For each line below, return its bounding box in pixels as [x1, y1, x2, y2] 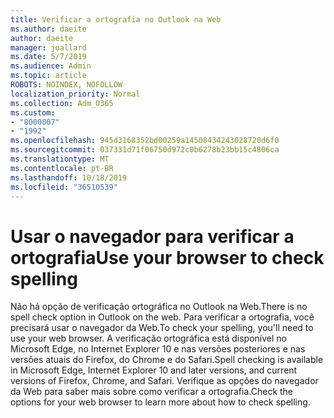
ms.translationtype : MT [10, 154, 110, 164]
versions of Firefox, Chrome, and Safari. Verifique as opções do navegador [10, 375, 319, 387]
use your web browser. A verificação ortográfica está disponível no [10, 332, 287, 345]
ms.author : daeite [10, 24, 87, 34]
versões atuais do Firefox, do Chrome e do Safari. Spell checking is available [10, 354, 324, 366]
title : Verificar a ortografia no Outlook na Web [10, 14, 222, 25]
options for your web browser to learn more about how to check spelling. [10, 396, 311, 408]
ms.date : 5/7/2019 [10, 52, 87, 62]
